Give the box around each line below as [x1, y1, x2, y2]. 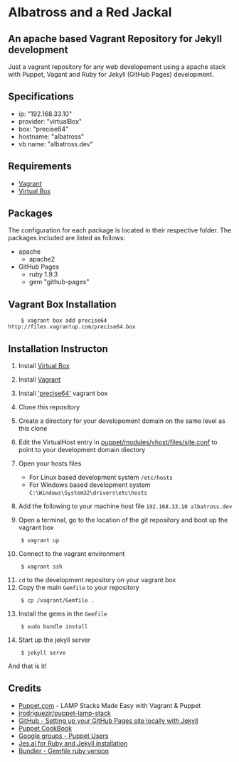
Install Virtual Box [18, 362, 70, 370]
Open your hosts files [18, 459, 82, 468]
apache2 [28, 255, 55, 264]
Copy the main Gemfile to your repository [18, 584, 139, 592]
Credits [8, 682, 42, 694]
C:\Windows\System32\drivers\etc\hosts [28, 490, 148, 497]
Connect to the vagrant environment [18, 549, 125, 558]
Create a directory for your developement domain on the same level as [18, 417, 226, 425]
